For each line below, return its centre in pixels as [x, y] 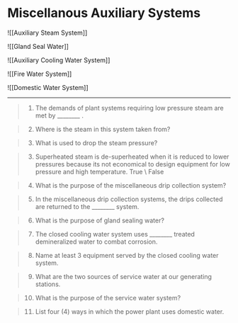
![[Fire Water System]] [40, 74]
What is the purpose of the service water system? [108, 297]
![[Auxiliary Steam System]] [47, 33]
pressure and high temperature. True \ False [100, 171]
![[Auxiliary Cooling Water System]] [59, 60]
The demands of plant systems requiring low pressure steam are [130, 108]
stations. [48, 284]
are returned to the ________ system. [87, 206]
